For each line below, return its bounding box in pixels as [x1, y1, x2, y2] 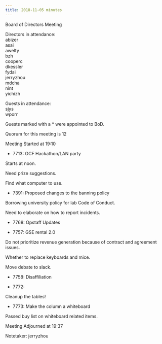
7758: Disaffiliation [12, 273, 52, 280]
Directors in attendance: [5, 31, 56, 37]
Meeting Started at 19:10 [5, 141, 56, 147]
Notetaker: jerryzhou [5, 333, 49, 339]
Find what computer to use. [5, 180, 63, 186]
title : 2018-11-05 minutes [5, 7, 62, 13]
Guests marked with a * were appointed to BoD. [5, 121, 105, 127]
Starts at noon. [5, 160, 36, 166]
